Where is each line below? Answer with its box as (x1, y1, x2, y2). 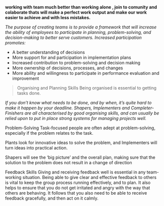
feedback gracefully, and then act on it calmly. (5, 195, 99, 201)
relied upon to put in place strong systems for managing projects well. (5, 116, 147, 121)
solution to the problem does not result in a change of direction (5, 160, 132, 165)
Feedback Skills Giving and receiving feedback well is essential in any (5, 169, 146, 175)
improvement (12, 76, 39, 81)
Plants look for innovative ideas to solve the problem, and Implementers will (5, 140, 158, 146)
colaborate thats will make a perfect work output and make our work (5, 9, 147, 15)
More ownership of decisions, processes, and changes (12, 65, 123, 71)
